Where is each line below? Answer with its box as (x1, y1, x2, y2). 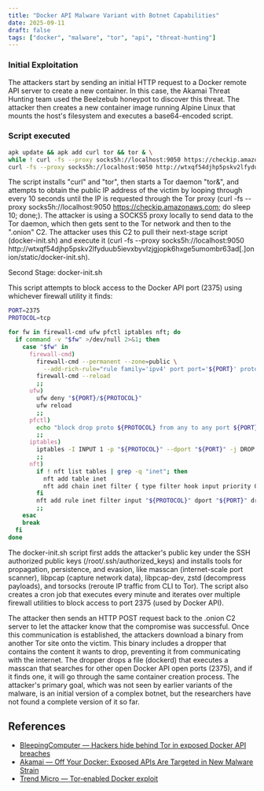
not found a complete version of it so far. (8, 696, 140, 706)
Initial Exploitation (8, 60, 79, 71)
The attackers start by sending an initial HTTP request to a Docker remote (8, 77, 247, 87)
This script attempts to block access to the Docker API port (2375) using (8, 283, 243, 292)
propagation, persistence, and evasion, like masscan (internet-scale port (8, 564, 244, 574)
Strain (19, 766, 39, 775)
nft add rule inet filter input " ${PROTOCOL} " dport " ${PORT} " (36, 497, 247, 505)
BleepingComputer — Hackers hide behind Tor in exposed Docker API (19, 741, 247, 750)
